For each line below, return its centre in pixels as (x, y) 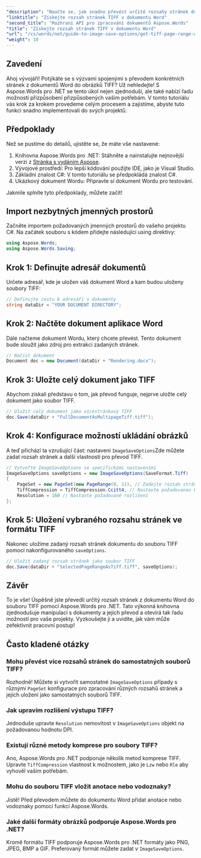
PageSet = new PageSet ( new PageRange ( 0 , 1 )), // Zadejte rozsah (99, 485)
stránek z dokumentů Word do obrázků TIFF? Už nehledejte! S (83, 85)
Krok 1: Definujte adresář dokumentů (76, 267)
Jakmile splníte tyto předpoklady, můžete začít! (64, 192)
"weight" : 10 (22, 40)
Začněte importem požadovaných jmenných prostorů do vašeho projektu (96, 226)
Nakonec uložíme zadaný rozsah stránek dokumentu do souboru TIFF (92, 543)
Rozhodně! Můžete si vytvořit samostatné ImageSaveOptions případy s (92, 681)
